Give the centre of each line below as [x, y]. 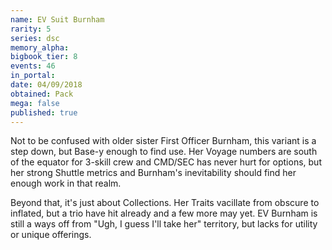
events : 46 [33, 66]
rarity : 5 [31, 29]
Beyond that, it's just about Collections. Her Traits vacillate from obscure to [165, 203]
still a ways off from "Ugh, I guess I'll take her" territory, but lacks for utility [164, 224]
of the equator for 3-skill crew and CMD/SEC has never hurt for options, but [166, 162]
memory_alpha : [40, 47]
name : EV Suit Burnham [57, 19]
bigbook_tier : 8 [44, 57]
